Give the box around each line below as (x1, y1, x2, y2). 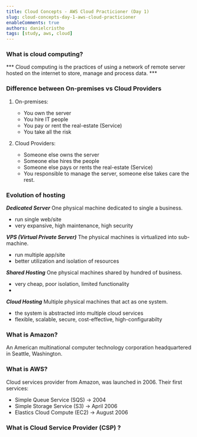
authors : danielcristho (6, 25, 65, 31)
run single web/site (14, 216, 62, 223)
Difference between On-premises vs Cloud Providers (6, 84, 162, 93)
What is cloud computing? (6, 50, 83, 58)
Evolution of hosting (6, 191, 66, 199)
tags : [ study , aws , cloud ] (6, 31, 73, 37)
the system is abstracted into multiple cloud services (14, 309, 144, 317)
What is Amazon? (6, 330, 58, 338)
